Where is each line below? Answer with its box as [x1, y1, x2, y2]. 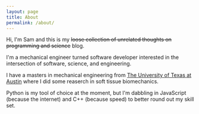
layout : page [6, 8, 39, 15]
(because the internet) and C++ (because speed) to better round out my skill [6, 96, 194, 103]
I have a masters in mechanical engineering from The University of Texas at [6, 72, 192, 79]
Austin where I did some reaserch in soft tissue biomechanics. [6, 78, 159, 85]
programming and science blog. [6, 42, 85, 49]
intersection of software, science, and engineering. [6, 60, 132, 67]
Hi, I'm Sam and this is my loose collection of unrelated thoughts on [6, 36, 172, 43]
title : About [6, 14, 39, 20]
